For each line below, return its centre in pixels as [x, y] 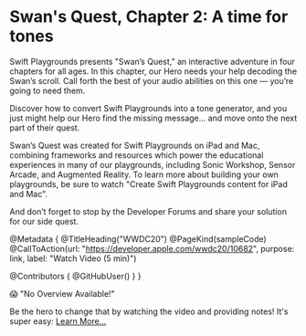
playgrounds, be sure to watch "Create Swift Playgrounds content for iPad [148, 184]
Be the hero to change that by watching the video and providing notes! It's [149, 311]
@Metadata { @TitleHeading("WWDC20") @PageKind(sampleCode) [138, 238]
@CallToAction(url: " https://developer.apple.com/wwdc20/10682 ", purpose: [152, 248]
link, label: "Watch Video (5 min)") [73, 258]
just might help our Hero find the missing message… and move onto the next [153, 118]
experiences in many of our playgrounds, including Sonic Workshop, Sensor [153, 164]
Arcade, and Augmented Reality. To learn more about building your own [144, 174]
